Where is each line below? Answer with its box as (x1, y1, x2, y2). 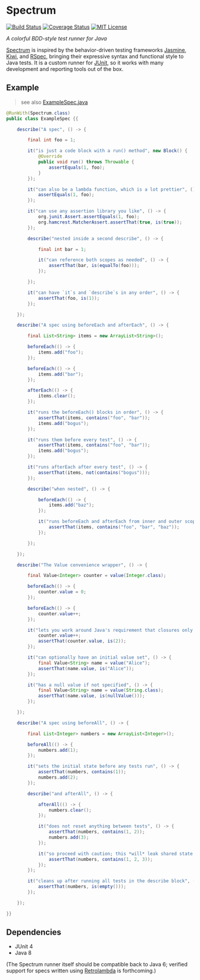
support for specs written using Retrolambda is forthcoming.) (6, 967, 157, 975)
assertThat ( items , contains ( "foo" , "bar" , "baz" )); (48, 524, 180, 530)
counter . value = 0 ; (37, 589, 86, 595)
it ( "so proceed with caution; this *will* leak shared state (37, 851, 193, 857)
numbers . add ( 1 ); (37, 747, 79, 753)
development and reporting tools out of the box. (6, 65, 124, 72)
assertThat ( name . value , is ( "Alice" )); (37, 665, 135, 671)
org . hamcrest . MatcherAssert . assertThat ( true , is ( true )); (37, 219, 183, 225)
